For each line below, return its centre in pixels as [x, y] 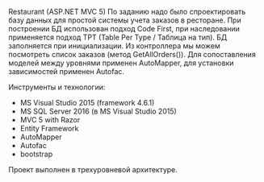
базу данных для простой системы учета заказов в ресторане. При [125, 20]
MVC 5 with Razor [50, 120]
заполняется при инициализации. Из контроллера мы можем [114, 46]
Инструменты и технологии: [57, 87]
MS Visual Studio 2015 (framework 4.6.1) [87, 103]
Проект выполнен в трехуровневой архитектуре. [93, 170]
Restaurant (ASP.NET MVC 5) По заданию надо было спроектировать [127, 12]
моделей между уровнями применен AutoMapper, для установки [121, 63]
